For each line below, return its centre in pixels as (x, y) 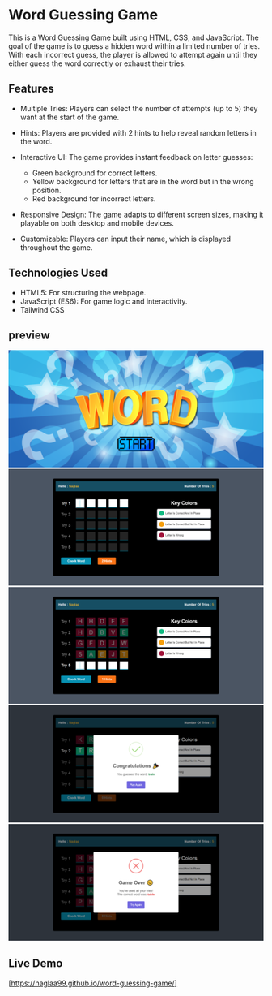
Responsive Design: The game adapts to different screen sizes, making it (142, 214)
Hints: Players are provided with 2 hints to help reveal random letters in (138, 132)
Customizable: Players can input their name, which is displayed (125, 239)
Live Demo (36, 964)
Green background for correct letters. (95, 173)
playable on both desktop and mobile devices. (97, 223)
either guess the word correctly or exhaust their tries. (97, 63)
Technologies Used (58, 273)
